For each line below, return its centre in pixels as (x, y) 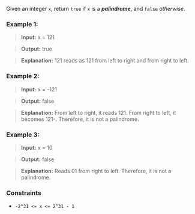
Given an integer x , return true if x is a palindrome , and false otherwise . (96, 9)
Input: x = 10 (37, 147)
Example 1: (22, 24)
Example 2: (23, 76)
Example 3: (23, 135)
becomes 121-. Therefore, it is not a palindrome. (80, 119)
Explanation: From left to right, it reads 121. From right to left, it (98, 112)
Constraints (24, 193)
